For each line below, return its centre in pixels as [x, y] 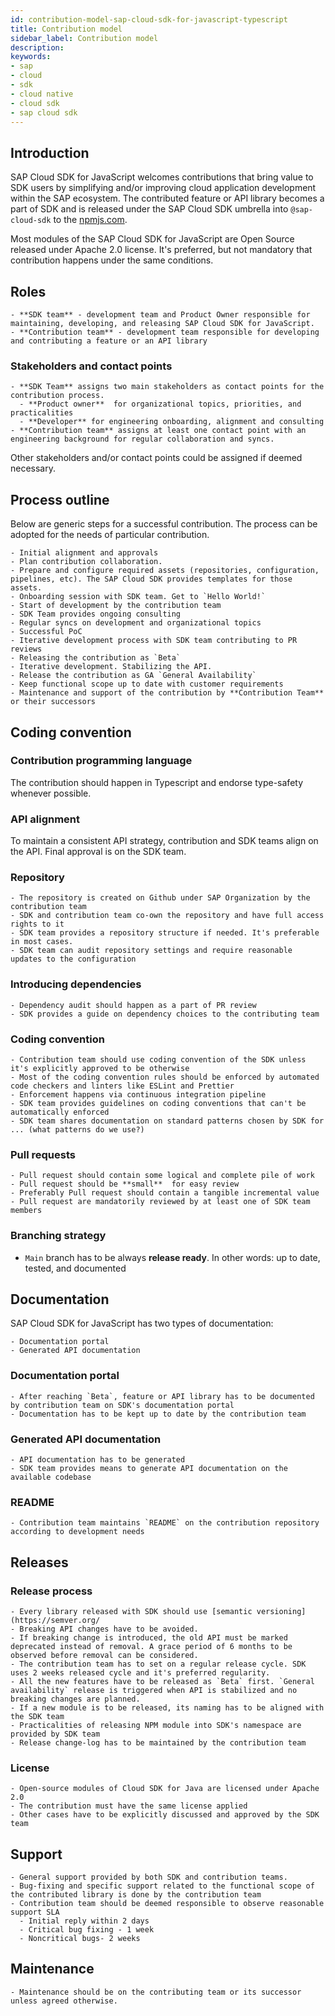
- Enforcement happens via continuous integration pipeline [138, 1094]
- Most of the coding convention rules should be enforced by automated [165, 1077]
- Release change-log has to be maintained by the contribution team [158, 1742]
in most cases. [42, 942]
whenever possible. [51, 793]
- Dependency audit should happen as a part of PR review [133, 1005]
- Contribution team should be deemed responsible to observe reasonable [167, 1904]
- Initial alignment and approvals [84, 553]
